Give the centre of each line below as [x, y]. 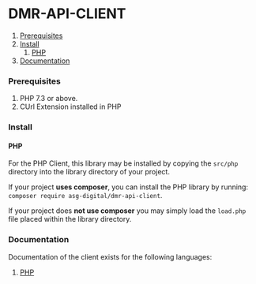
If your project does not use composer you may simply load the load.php [127, 211]
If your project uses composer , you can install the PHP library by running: [128, 187]
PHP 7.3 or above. [49, 99]
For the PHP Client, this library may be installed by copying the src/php [123, 163]
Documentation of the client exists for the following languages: [110, 256]
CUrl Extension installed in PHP [70, 106]
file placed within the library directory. [70, 219]
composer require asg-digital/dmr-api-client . [85, 196]
